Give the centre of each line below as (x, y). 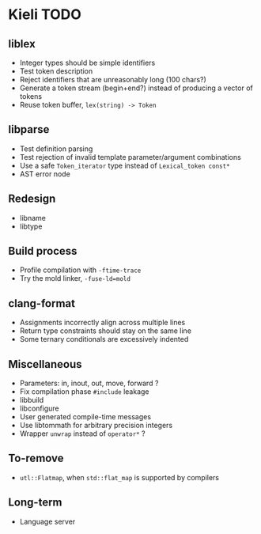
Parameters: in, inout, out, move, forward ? (89, 383)
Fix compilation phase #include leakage (84, 392)
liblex (22, 44)
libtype (31, 226)
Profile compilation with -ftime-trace (80, 270)
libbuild (32, 400)
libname (32, 218)
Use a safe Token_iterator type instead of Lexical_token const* (125, 165)
